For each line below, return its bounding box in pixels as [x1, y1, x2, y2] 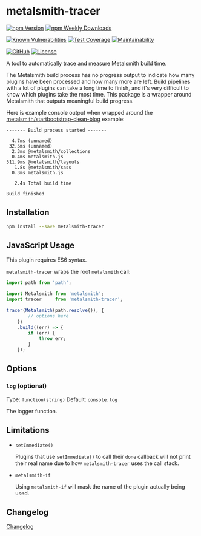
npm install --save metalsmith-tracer [6, 223, 104, 229]
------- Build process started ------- [6, 127, 107, 133]
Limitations [6, 425, 50, 435]
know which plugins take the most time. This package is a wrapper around [6, 90, 192, 98]
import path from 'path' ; [6, 280, 71, 286]
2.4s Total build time [14, 180, 71, 186]
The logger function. [6, 407, 58, 415]
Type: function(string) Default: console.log [6, 396, 118, 403]
